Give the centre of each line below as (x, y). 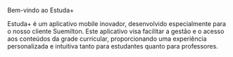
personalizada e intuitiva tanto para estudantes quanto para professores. (113, 46)
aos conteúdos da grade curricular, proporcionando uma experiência (107, 39)
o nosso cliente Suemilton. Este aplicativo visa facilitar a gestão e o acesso (116, 31)
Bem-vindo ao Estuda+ (41, 10)
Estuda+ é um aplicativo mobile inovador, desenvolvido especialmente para (117, 24)
